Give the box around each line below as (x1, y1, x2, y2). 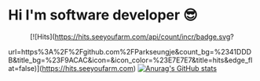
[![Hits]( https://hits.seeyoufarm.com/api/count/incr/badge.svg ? (30, 32, 234, 41)
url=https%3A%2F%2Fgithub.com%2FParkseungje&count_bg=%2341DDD (8, 47, 252, 56)
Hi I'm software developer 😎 (8, 6, 198, 24)
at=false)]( (8, 63, 42, 72)
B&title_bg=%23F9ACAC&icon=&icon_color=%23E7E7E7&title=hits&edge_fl (8, 55, 253, 65)
